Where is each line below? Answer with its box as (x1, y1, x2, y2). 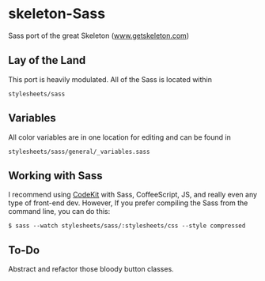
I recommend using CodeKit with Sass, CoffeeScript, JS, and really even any (8, 190, 258, 200)
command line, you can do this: (8, 207, 111, 216)
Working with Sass (8, 169, 103, 182)
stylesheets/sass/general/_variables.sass (8, 148, 150, 155)
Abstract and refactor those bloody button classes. (8, 264, 174, 274)
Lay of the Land (8, 54, 86, 67)
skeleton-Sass (8, 5, 105, 23)
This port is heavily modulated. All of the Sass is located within (8, 74, 212, 84)
